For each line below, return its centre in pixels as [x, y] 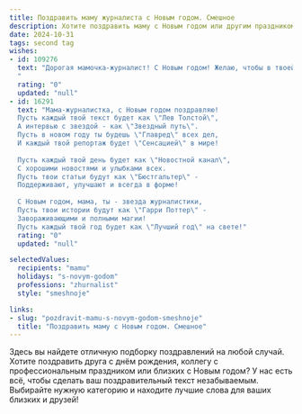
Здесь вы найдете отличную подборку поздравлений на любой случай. [147, 352]
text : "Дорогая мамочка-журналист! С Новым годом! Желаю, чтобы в [144, 68]
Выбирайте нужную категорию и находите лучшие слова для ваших [140, 390]
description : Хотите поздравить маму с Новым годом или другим [130, 26]
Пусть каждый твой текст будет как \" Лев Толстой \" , [118, 118]
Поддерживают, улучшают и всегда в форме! [98, 185]
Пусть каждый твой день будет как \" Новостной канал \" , [124, 160]
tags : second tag [42, 43]
